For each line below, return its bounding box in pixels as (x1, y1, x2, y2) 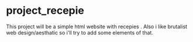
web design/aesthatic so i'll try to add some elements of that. (6, 29, 154, 36)
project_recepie (6, 4, 85, 17)
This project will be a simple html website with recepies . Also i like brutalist (6, 23, 188, 30)
